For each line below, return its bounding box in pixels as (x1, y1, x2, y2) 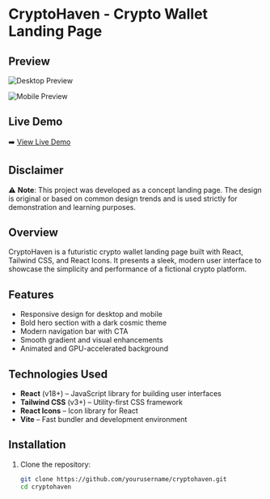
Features (8, 288, 54, 301)
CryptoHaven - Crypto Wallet (8, 5, 209, 23)
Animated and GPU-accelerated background (19, 343, 169, 353)
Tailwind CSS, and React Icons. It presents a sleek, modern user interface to (8, 256, 262, 266)
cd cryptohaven (19, 483, 72, 491)
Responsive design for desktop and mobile (19, 309, 163, 319)
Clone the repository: (19, 459, 91, 469)
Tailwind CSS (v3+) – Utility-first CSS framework (19, 398, 184, 407)
